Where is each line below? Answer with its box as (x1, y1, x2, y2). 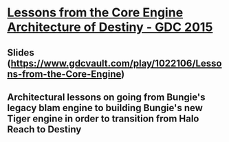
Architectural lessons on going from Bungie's (7, 91, 206, 103)
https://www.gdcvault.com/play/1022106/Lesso (10, 57, 222, 69)
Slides (7, 47, 34, 58)
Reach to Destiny (7, 123, 82, 135)
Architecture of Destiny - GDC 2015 (7, 19, 213, 35)
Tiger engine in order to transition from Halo (7, 113, 199, 124)
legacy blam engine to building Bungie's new (7, 102, 203, 114)
